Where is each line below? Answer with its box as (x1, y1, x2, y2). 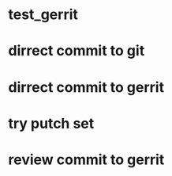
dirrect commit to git (8, 42, 145, 60)
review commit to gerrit (8, 151, 165, 168)
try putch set (8, 114, 95, 132)
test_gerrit (8, 6, 79, 24)
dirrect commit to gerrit (8, 78, 164, 96)
